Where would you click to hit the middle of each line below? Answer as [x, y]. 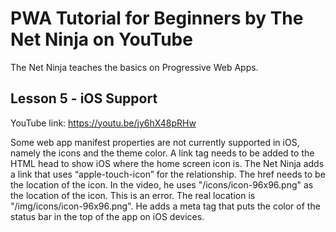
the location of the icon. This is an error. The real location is [133, 195]
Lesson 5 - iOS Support [84, 98]
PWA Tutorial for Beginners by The [157, 18]
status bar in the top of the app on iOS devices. [107, 216]
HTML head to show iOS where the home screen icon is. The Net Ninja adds [167, 163]
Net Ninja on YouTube [101, 39]
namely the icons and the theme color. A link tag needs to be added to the [162, 153]
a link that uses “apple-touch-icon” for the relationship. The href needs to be [168, 174]
